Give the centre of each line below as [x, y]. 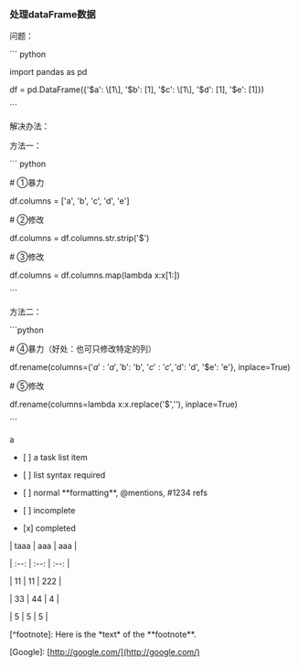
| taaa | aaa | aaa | [43, 546]
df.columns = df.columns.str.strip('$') [80, 238]
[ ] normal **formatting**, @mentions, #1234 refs [115, 493]
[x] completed [49, 528]
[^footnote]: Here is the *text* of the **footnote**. [103, 634]
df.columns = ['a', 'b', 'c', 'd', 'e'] [69, 201]
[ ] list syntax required [64, 475]
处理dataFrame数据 [53, 14]
